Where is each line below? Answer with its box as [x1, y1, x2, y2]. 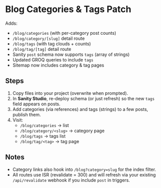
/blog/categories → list [20, 122, 69, 128]
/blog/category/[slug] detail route [12, 35, 85, 41]
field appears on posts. [12, 101, 61, 107]
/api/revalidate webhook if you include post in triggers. [12, 177, 130, 183]
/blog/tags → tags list [20, 133, 66, 139]
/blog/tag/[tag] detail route [12, 46, 71, 52]
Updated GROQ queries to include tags [12, 56, 94, 62]
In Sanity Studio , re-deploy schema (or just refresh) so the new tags [12, 95, 155, 101]
